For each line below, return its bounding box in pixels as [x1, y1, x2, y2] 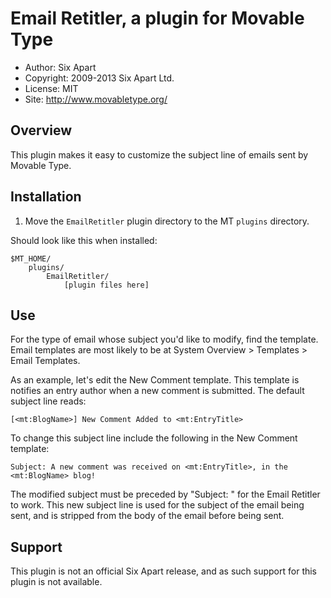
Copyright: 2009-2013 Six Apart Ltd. [24, 72, 175, 84]
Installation [10, 188, 82, 206]
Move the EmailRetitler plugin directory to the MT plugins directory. [24, 215, 310, 227]
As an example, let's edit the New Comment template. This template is [10, 374, 300, 386]
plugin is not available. [10, 576, 103, 588]
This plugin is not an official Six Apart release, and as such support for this [10, 565, 318, 577]
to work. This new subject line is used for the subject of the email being [10, 499, 305, 511]
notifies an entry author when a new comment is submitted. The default [10, 385, 305, 397]
